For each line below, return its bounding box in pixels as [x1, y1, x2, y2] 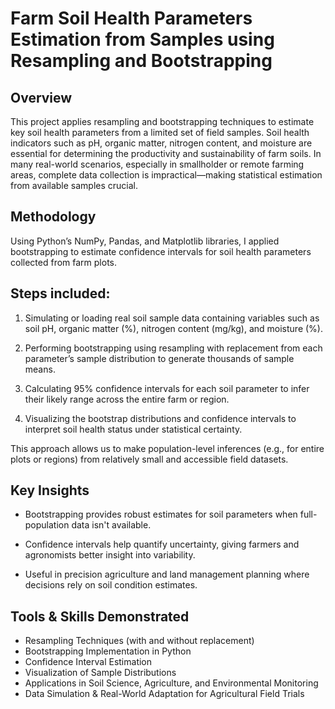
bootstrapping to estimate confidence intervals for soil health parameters [10, 245, 312, 257]
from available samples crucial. [10, 180, 139, 191]
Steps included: [10, 285, 111, 302]
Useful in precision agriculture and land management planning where [24, 568, 310, 581]
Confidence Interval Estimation [24, 656, 153, 668]
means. [24, 363, 56, 375]
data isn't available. [71, 519, 152, 531]
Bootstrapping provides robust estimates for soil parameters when [24, 508, 298, 521]
